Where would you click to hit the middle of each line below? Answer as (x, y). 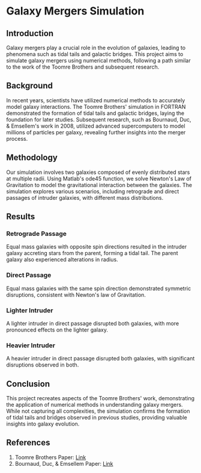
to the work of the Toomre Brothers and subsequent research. (83, 67)
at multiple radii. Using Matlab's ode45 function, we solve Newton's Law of (99, 178)
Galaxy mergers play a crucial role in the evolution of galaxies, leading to (96, 48)
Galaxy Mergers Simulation (75, 11)
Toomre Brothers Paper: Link (50, 457)
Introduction (30, 33)
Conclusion (28, 384)
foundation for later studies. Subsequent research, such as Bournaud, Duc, (99, 119)
